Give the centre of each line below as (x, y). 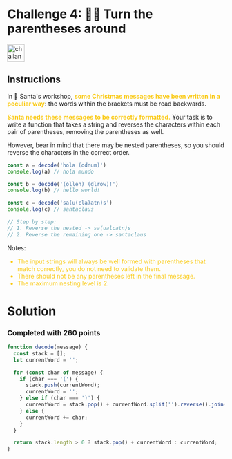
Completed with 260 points (54, 332)
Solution (32, 311)
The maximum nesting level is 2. (63, 283)
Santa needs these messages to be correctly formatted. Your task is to (110, 117)
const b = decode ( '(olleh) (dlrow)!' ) (63, 184)
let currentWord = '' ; (46, 360)
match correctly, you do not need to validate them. (89, 268)
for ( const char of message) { (58, 373)
